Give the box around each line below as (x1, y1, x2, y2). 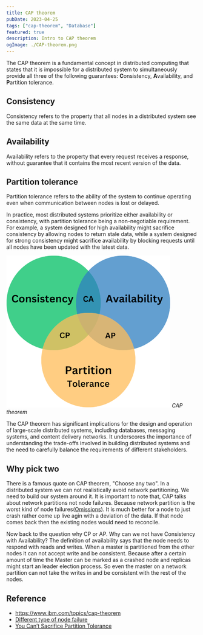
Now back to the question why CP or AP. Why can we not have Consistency (6, 530, 196, 538)
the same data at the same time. (6, 119, 87, 126)
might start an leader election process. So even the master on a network (6, 563, 187, 570)
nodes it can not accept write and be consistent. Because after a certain (6, 550, 187, 557)
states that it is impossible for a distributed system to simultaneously (6, 66, 178, 73)
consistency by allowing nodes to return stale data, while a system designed (6, 231, 197, 238)
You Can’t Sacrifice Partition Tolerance (15, 622, 112, 630)
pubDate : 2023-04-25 (6, 16, 59, 23)
